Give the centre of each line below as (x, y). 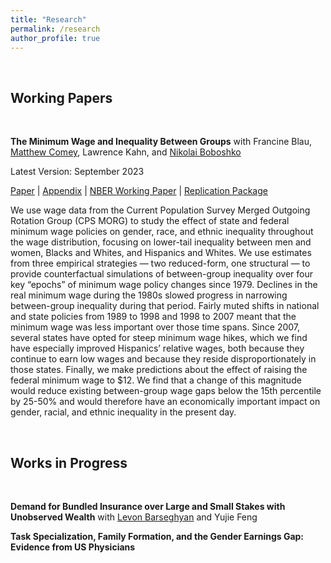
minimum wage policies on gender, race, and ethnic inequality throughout (162, 232)
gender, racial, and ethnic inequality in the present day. (123, 412)
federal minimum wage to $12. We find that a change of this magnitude (156, 380)
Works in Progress (69, 462)
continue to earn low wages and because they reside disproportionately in (163, 359)
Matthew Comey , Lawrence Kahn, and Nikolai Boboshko (126, 152)
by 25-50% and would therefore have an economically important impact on (165, 402)
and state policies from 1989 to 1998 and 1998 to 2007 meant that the (153, 317)
